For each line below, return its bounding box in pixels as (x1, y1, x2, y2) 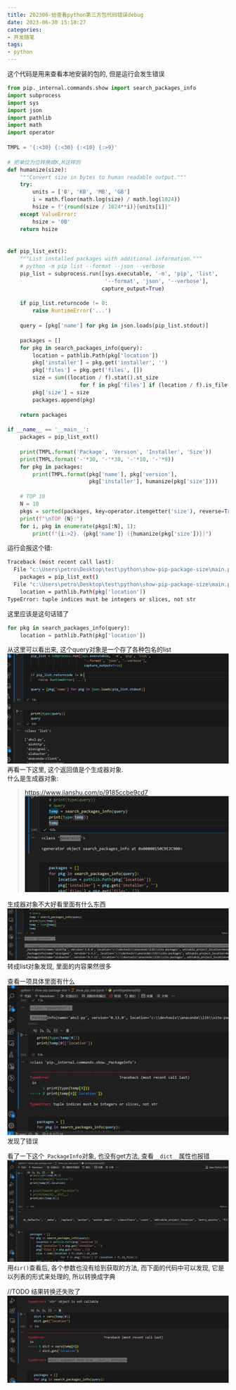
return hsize (20, 225, 58, 232)
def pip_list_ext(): (7, 248, 68, 255)
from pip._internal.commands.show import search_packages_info (7, 84, 197, 92)
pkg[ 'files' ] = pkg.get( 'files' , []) (32, 367, 143, 374)
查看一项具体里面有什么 (7, 977, 75, 986)
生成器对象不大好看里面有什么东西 (7, 900, 106, 908)
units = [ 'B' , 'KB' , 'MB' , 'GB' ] (32, 189, 131, 196)
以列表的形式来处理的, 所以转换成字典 (7, 1272, 116, 1281)
